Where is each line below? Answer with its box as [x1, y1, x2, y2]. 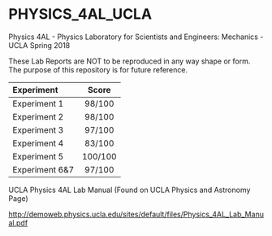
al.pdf [8, 217, 28, 228]
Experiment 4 [12, 138, 64, 149]
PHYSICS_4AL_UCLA [8, 5, 153, 24]
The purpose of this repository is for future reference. [8, 64, 188, 74]
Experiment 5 [12, 151, 64, 162]
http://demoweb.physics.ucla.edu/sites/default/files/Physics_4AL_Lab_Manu [8, 209, 264, 219]
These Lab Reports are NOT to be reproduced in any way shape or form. [8, 56, 251, 66]
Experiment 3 [12, 124, 64, 135]
